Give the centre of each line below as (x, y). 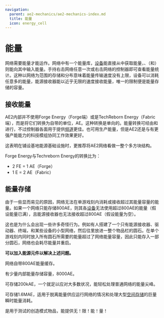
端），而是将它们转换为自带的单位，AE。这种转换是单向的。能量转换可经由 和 (82, 123)
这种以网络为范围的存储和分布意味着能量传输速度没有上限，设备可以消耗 (86, 75)
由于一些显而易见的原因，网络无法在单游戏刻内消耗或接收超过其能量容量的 (80, 202)
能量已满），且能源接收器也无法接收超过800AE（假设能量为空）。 (74, 214)
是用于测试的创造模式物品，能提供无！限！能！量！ (56, 311)
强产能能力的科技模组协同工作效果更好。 (46, 135)
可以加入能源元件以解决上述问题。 (39, 253)
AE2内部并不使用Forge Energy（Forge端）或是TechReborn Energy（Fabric (80, 117)
